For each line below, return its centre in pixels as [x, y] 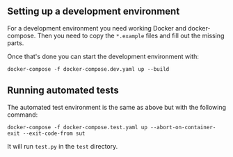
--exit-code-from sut [54, 133]
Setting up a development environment [94, 11]
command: [23, 115]
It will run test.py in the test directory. [63, 146]
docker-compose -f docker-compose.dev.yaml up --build [88, 69]
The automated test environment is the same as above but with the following [117, 107]
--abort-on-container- [183, 127]
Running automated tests [63, 91]
